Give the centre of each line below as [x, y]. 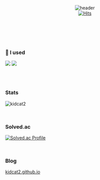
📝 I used [15, 52]
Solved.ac [18, 127]
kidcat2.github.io [23, 172]
